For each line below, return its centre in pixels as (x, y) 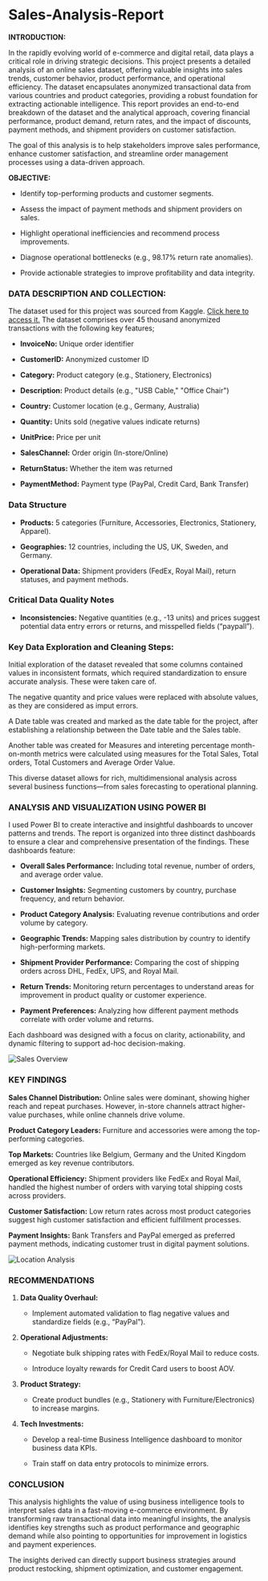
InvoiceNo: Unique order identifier (77, 344)
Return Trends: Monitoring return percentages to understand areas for (137, 987)
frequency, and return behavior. (72, 899)
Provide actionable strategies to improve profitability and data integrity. (137, 273)
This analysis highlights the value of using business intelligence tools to (126, 1502)
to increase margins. (66, 1408)
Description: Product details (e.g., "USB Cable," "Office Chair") (125, 391)
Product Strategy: (51, 1384)
